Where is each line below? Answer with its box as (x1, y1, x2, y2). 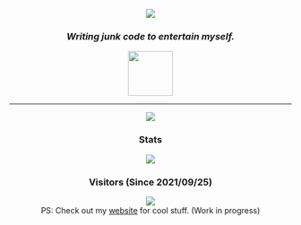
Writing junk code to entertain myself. (66, 30, 235, 42)
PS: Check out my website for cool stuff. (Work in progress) (40, 204, 261, 215)
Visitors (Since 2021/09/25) (88, 176, 213, 188)
